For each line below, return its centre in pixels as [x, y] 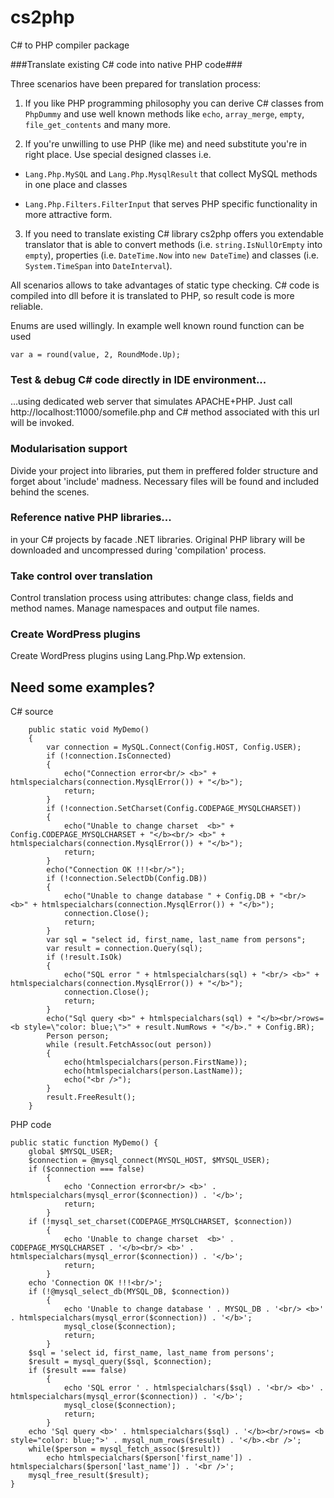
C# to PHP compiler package [70, 45]
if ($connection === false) [86, 1169]
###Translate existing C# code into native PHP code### [126, 64]
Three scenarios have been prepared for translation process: [136, 83]
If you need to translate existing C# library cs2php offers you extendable [174, 233]
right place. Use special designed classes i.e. [118, 154]
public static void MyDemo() [89, 730]
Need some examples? [83, 687]
